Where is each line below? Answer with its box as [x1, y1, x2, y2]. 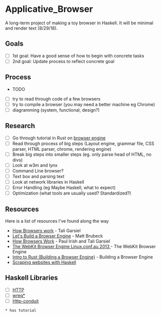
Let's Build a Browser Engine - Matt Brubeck [12, 233, 103, 239]
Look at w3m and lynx [12, 162, 58, 168]
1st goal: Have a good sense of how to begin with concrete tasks [12, 53, 145, 59]
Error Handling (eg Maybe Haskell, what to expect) [12, 185, 116, 190]
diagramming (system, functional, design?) [12, 107, 100, 113]
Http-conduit [12, 298, 39, 304]
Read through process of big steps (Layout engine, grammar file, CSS [12, 140, 155, 146]
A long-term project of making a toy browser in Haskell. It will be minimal [5, 20, 154, 26]
